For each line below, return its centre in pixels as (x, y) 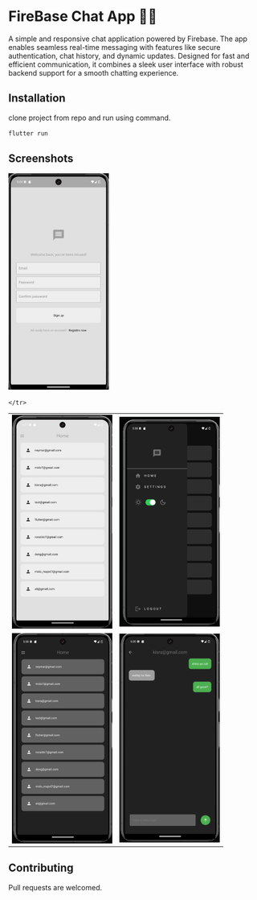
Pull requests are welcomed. (55, 887)
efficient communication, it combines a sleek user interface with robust (126, 64)
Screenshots (41, 159)
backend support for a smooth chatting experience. (94, 72)
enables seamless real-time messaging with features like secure (114, 47)
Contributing (41, 868)
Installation (37, 99)
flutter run (28, 133)
